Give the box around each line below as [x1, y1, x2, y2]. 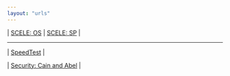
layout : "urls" [7, 9, 51, 17]
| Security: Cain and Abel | [7, 61, 81, 69]
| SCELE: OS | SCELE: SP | [7, 28, 81, 37]
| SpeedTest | [7, 48, 45, 56]
